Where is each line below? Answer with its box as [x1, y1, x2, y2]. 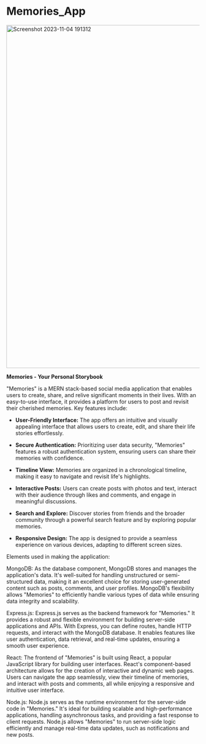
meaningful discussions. [15, 497, 77, 505]
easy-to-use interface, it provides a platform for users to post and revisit [6, 398, 189, 405]
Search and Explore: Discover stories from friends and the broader [15, 510, 185, 517]
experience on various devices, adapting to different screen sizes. [15, 541, 183, 548]
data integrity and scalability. [6, 597, 80, 605]
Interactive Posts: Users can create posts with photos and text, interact [15, 484, 197, 492]
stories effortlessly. [15, 429, 64, 436]
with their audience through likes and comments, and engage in [15, 491, 177, 498]
